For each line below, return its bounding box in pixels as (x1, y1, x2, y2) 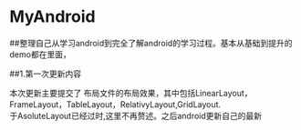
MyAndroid (9, 6, 96, 27)
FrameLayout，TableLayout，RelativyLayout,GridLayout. (9, 98, 222, 110)
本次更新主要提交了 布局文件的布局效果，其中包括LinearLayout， (9, 87, 253, 98)
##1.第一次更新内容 (9, 68, 82, 79)
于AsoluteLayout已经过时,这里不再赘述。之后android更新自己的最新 (9, 110, 263, 121)
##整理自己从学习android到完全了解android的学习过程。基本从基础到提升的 (9, 37, 293, 48)
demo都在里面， (9, 48, 71, 60)
